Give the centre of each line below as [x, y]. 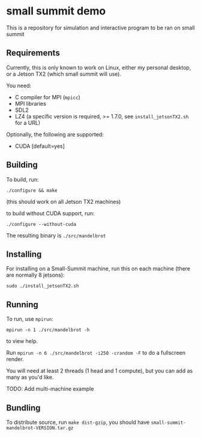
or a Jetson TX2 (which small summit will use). [64, 74]
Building [22, 165]
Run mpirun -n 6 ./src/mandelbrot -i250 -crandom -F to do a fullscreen [96, 353]
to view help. [22, 341]
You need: [19, 85]
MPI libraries [30, 103]
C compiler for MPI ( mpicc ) [48, 97]
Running [22, 304]
